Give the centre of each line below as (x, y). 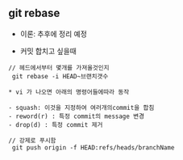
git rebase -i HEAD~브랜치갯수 (60, 76)
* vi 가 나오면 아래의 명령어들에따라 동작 (69, 92)
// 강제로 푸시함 (32, 141)
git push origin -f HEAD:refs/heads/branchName (93, 147)
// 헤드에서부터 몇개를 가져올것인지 (59, 68)
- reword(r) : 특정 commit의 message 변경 (77, 116)
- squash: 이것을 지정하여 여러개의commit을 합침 (81, 107)
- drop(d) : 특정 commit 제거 (56, 124)
